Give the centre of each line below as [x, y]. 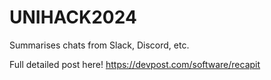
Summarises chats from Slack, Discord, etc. [99, 45]
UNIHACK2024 [73, 17]
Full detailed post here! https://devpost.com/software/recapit [135, 64]
